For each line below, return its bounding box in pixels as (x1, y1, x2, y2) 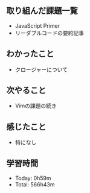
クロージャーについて (14, 66, 68, 73)
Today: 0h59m (14, 174, 51, 182)
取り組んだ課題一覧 (6, 5, 78, 16)
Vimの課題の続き (14, 102, 57, 110)
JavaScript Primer (14, 22, 60, 29)
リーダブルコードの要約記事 (14, 29, 85, 36)
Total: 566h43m (14, 181, 55, 188)
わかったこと (6, 49, 54, 59)
